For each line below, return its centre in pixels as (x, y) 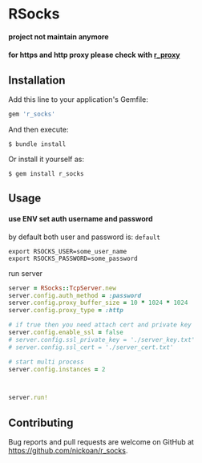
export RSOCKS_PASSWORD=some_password (73, 258)
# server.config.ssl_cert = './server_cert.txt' (91, 347)
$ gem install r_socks (46, 174)
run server (25, 273)
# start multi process (46, 362)
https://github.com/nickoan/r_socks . (68, 451)
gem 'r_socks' (32, 114)
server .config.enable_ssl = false (66, 333)
